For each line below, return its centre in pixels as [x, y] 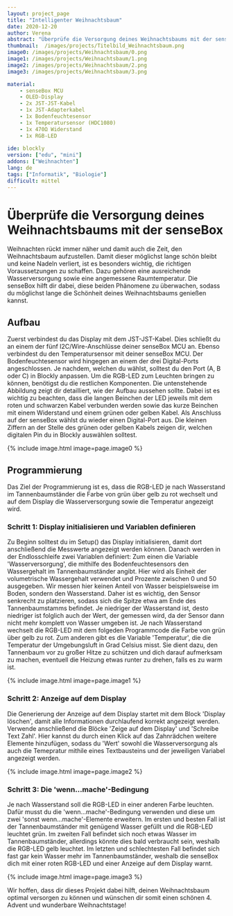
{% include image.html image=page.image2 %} [75, 771]
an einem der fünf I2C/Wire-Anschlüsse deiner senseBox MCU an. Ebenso [113, 347]
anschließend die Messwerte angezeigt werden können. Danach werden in [114, 549]
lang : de [20, 168]
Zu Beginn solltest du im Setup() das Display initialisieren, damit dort [105, 542]
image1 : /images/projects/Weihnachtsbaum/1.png [77, 59]
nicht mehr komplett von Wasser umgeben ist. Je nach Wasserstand [105, 623]
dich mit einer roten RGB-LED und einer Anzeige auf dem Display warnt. [110, 863]
